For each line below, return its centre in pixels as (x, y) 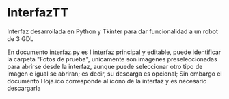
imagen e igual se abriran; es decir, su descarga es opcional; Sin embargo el (114, 74)
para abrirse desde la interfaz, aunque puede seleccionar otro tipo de (105, 66)
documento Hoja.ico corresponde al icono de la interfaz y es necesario (107, 81)
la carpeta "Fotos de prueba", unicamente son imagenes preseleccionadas (112, 59)
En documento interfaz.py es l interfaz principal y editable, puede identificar (114, 52)
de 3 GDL (21, 38)
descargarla (24, 88)
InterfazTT (38, 13)
